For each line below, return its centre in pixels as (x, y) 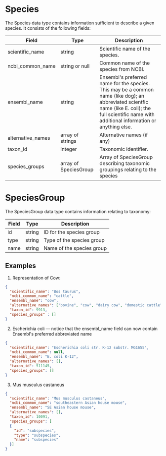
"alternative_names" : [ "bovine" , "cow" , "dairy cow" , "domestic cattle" (86, 305)
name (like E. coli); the (125, 108)
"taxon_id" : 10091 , (30, 417)
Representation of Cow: (36, 278)
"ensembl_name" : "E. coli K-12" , (44, 357)
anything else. (116, 126)
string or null (75, 66)
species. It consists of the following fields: (48, 28)
